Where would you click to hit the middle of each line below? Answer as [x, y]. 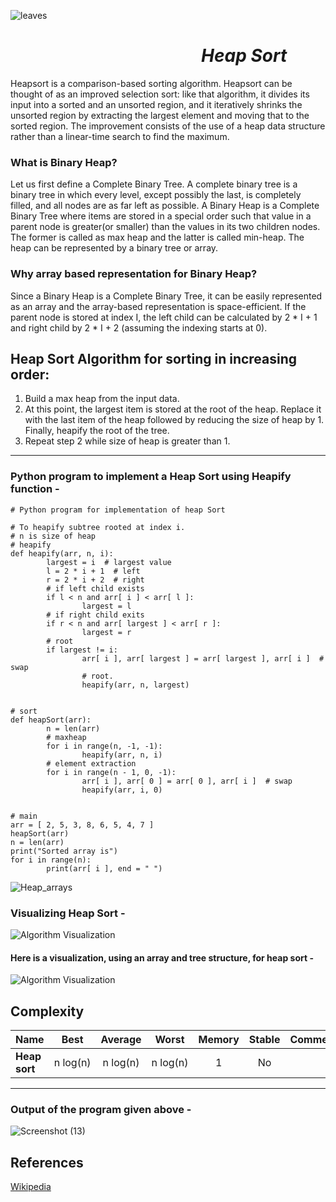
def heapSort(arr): [51, 720]
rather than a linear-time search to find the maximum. [120, 136]
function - [35, 489]
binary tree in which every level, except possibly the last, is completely [156, 195]
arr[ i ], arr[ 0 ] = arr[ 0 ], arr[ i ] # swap [187, 781]
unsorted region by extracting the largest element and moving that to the [160, 115]
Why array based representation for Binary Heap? [134, 274]
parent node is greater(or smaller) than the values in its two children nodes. [165, 227]
